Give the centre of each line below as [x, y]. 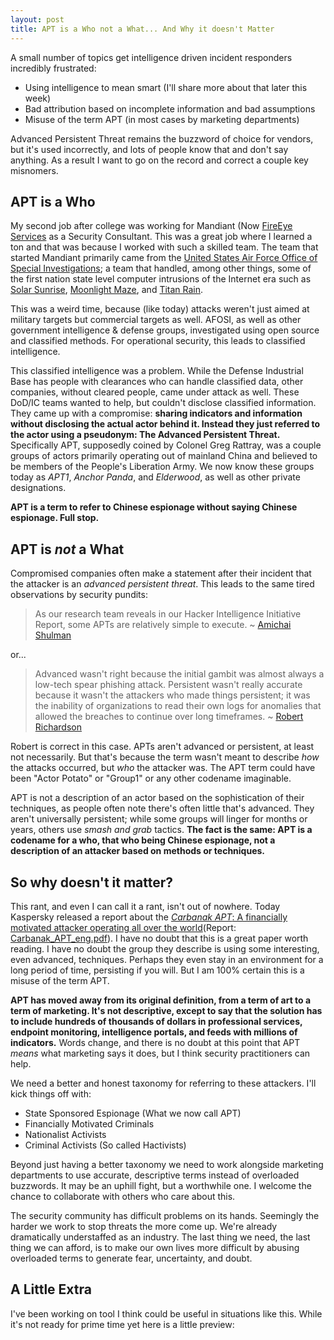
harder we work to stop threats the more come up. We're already [144, 1226]
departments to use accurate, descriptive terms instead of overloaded [155, 1175]
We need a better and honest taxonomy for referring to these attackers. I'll [163, 1083]
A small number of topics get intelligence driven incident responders [151, 57]
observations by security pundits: [79, 595]
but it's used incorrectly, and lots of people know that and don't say [149, 149]
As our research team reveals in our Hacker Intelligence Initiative [168, 614]
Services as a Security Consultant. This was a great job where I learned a [161, 237]
